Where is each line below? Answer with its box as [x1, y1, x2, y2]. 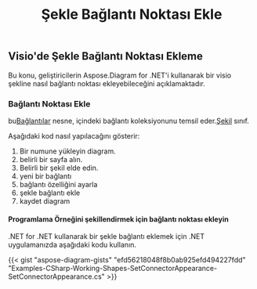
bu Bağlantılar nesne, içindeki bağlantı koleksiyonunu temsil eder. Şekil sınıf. [8, 116, 249, 125]
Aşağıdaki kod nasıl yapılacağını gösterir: [8, 131, 140, 140]
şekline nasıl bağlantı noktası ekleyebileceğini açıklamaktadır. [8, 78, 205, 88]
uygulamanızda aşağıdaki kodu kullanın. [8, 240, 137, 250]
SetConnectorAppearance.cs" [8, 272, 106, 281]
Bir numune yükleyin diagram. [19, 146, 116, 156]
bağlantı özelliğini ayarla [19, 179, 98, 189]
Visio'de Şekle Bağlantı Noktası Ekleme [8, 49, 204, 63]
